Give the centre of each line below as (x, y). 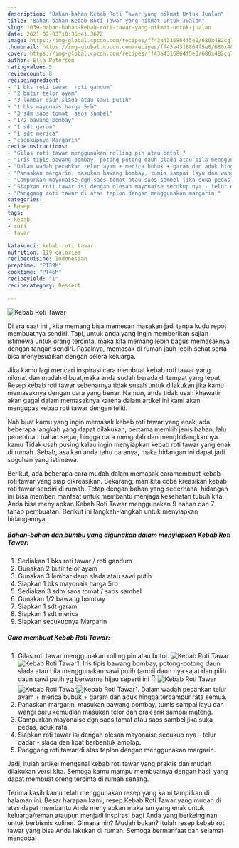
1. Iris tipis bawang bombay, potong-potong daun (148, 663)
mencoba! (22, 838)
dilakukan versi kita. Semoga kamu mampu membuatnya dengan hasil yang (118, 771)
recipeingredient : (34, 80)
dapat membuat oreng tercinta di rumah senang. (78, 779)
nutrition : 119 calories (44, 252)
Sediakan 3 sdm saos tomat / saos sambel (80, 591)
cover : (17, 54)
